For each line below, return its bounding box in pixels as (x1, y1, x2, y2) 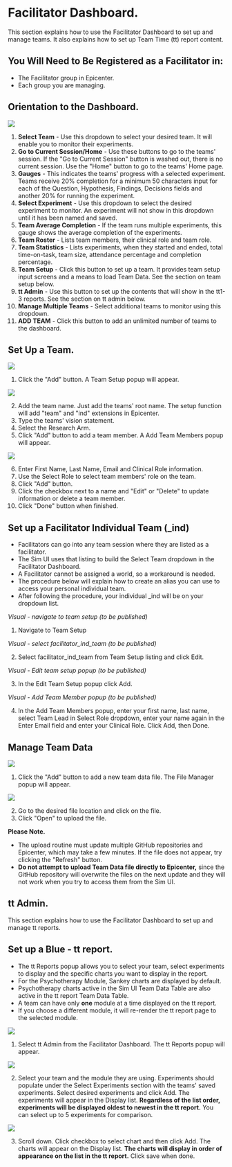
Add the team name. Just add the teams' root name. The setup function (17, 402, 222, 410)
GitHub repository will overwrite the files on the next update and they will (17, 870, 226, 878)
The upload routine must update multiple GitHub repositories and (17, 841, 203, 849)
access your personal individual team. (17, 584, 126, 593)
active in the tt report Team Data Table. (17, 991, 129, 999)
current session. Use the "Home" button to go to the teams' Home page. (17, 161, 224, 170)
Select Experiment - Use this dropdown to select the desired (17, 199, 192, 207)
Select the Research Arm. (17, 424, 91, 432)
